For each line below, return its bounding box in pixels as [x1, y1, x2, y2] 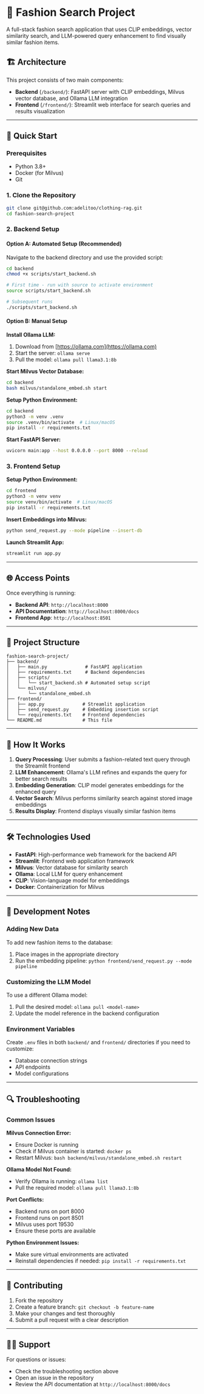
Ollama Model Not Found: [6, 1166, 72, 1173]
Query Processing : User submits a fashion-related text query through [15, 755, 190, 763]
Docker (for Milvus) [15, 169, 64, 177]
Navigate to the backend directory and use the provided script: [6, 253, 164, 261]
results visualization [15, 107, 65, 115]
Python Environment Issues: [6, 1239, 80, 1246]
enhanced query [15, 788, 56, 796]
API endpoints [15, 1063, 50, 1071]
